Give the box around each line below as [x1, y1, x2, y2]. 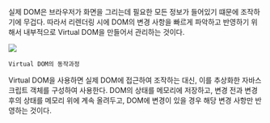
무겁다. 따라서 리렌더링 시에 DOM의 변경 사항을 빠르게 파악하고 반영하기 [23, 17, 250, 27]
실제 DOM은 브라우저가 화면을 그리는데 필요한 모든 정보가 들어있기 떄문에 [8, 7, 239, 16]
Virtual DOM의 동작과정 [8, 60, 80, 68]
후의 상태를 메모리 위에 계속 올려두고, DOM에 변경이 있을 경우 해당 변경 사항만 [8, 95, 254, 105]
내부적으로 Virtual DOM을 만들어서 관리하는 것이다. [23, 28, 185, 36]
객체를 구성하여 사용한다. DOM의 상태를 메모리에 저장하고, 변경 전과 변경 [29, 86, 259, 95]
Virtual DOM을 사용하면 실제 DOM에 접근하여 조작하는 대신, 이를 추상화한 [8, 75, 241, 85]
